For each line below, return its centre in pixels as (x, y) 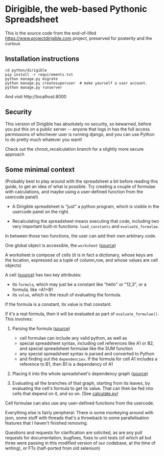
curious (13, 43)
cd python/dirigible (26, 70)
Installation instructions (42, 59)
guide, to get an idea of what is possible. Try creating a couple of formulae (80, 187)
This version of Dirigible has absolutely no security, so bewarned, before (78, 124)
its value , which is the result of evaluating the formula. (67, 295)
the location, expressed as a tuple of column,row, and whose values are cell (82, 260)
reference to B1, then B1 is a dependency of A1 (66, 364)
